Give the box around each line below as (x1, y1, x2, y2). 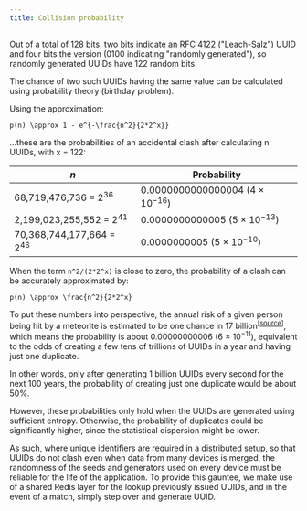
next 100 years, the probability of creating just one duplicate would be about (9, 378, 297, 389)
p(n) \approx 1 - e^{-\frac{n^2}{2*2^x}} (9, 121, 170, 130)
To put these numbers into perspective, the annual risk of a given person (9, 308, 283, 320)
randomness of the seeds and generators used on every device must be (9, 462, 281, 473)
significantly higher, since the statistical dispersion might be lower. (9, 424, 260, 435)
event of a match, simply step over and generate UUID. (9, 491, 217, 502)
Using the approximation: (9, 102, 104, 114)
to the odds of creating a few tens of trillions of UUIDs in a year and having (9, 340, 291, 352)
